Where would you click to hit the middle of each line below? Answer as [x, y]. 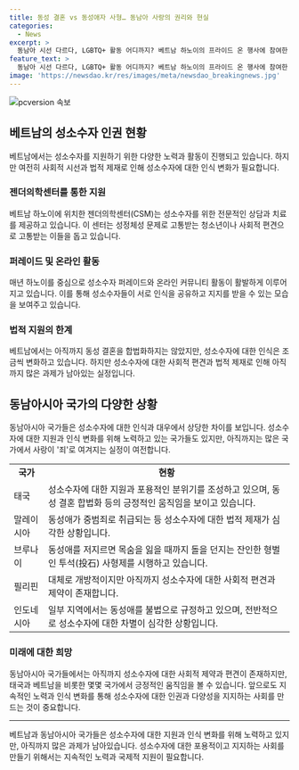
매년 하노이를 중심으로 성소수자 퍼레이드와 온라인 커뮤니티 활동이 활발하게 [137, 283]
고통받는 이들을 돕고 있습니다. [70, 236]
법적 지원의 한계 [41, 330]
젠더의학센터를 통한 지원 [58, 193]
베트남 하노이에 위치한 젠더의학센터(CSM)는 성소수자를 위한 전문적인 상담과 [140, 213]
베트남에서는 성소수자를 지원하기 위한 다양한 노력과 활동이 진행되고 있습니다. [141, 156]
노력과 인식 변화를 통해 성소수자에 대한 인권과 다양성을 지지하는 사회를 [154, 696]
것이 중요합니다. [53, 707]
